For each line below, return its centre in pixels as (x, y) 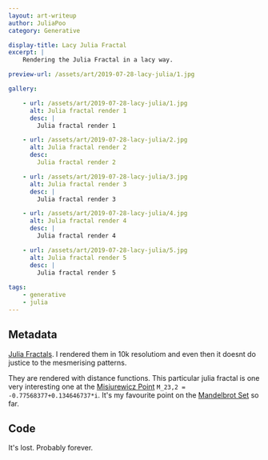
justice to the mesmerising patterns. (68, 362)
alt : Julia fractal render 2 (78, 148)
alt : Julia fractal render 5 (78, 258)
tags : (17, 288)
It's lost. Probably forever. (51, 448)
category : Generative (44, 30)
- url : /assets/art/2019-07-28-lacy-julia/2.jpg (105, 140)
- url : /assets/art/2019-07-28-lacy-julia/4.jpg (105, 214)
